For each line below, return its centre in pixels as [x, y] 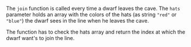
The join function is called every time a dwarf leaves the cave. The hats [93, 8]
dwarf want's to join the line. [40, 38]
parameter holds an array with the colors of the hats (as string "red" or [91, 15]
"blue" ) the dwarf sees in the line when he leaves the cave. [78, 21]
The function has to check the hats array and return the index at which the [96, 32]
